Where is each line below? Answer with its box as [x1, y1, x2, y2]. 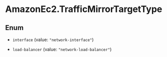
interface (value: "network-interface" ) [12, 36, 94, 42]
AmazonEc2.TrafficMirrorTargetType [5, 3, 162, 15]
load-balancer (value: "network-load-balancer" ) [12, 46, 112, 52]
